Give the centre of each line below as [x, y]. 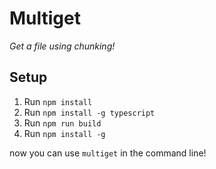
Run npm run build [62, 123]
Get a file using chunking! [62, 46]
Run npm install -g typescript [89, 112]
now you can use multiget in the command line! [108, 153]
